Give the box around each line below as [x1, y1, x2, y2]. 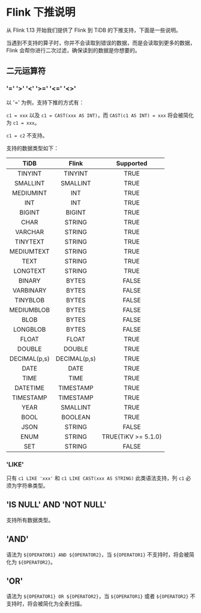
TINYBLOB [14, 296, 45, 304]
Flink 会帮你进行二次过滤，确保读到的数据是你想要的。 [6, 46, 140, 54]
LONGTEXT [13, 266, 46, 275]
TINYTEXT [14, 238, 45, 246]
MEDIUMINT [11, 188, 47, 197]
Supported [116, 159, 148, 167]
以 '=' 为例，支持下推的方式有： [6, 98, 85, 106]
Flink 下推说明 [6, 5, 76, 19]
